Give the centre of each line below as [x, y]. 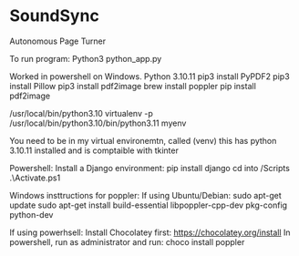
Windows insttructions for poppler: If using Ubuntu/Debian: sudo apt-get [146, 195]
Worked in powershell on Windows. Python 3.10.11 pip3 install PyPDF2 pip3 [149, 76]
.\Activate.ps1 [35, 178]
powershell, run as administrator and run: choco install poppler [127, 241]
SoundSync [55, 16]
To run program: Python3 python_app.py [86, 58]
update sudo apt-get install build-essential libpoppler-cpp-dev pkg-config [149, 205]
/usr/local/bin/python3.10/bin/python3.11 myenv [98, 123]
